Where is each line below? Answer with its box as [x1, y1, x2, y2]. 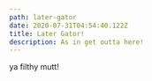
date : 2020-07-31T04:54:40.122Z [9, 21, 128, 30]
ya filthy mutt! [9, 62, 59, 72]
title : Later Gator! [9, 29, 86, 38]
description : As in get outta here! [9, 37, 144, 47]
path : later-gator [9, 12, 77, 22]
